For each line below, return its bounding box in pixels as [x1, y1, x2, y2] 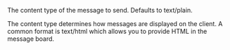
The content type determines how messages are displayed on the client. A [7, 20, 223, 27]
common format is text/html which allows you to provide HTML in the [7, 27, 207, 35]
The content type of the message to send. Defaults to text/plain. [7, 6, 193, 14]
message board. [7, 35, 55, 43]
